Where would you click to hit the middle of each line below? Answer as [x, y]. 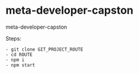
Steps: [13, 38]
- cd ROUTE [19, 54]
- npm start [20, 65]
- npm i [15, 60]
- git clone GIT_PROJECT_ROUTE [44, 49]
